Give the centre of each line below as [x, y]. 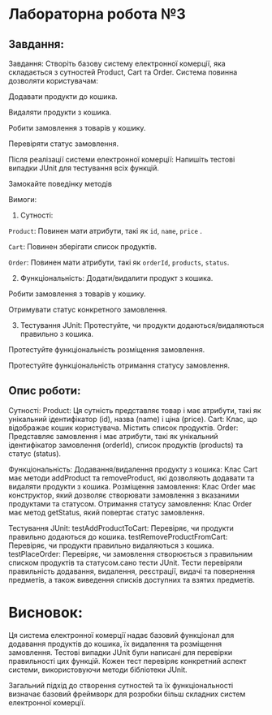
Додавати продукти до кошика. [63, 97]
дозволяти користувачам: [54, 81]
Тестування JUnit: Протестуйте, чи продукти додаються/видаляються [142, 325]
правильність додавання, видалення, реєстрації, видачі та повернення [132, 571]
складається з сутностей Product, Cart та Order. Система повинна [123, 72]
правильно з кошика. [57, 334]
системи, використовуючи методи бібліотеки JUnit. [98, 670]
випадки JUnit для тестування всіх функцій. [84, 168]
